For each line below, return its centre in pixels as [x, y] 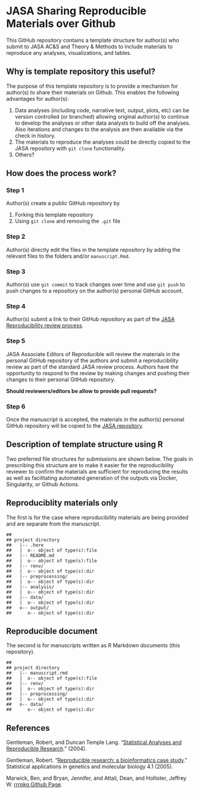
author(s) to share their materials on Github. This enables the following [93, 92]
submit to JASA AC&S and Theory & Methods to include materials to [89, 47]
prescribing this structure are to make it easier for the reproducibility [90, 465]
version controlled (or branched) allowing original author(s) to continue [102, 116]
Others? [24, 155]
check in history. [35, 135]
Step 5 [16, 341]
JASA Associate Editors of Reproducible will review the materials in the [93, 354]
